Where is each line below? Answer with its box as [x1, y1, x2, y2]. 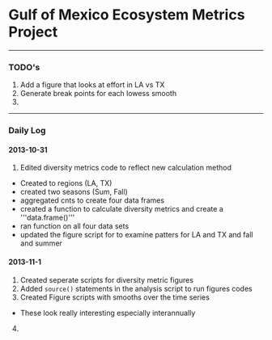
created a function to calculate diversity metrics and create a [19, 204, 224, 214]
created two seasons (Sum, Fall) [19, 187, 128, 197]
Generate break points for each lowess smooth [19, 89, 176, 99]
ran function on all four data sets [19, 221, 130, 231]
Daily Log [8, 125, 46, 136]
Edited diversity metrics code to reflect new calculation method [19, 163, 232, 173]
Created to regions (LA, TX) [19, 178, 113, 188]
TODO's [8, 61, 40, 73]
